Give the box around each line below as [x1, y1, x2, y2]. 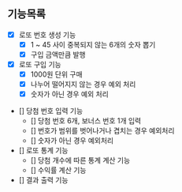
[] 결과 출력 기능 [18, 175, 69, 185]
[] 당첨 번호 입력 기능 [18, 106, 84, 116]
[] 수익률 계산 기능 [30, 165, 87, 175]
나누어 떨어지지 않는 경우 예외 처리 [30, 80, 136, 89]
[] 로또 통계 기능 [18, 145, 69, 156]
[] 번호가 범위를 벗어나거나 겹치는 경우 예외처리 [30, 126, 175, 136]
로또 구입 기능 [18, 60, 61, 69]
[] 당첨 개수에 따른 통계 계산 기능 [30, 156, 131, 165]
